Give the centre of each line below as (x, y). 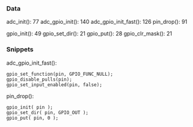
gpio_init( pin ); (30, 107)
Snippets (20, 49)
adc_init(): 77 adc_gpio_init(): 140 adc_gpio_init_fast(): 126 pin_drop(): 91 (97, 22)
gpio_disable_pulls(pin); (39, 79)
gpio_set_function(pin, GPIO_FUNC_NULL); (60, 74)
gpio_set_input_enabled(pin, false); (54, 85)
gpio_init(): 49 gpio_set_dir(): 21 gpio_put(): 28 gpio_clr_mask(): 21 (89, 34)
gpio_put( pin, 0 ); (33, 118)
